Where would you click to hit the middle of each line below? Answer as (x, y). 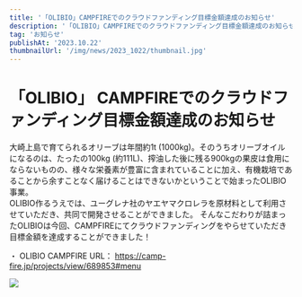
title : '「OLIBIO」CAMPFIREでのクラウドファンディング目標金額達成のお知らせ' (142, 17)
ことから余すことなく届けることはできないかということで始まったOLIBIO (151, 181)
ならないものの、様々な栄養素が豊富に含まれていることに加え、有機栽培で (147, 170)
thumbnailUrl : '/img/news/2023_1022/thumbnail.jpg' (108, 51)
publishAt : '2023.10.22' (56, 43)
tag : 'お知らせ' (37, 34)
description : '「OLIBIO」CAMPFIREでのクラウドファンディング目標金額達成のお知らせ (152, 26)
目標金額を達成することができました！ (80, 237)
